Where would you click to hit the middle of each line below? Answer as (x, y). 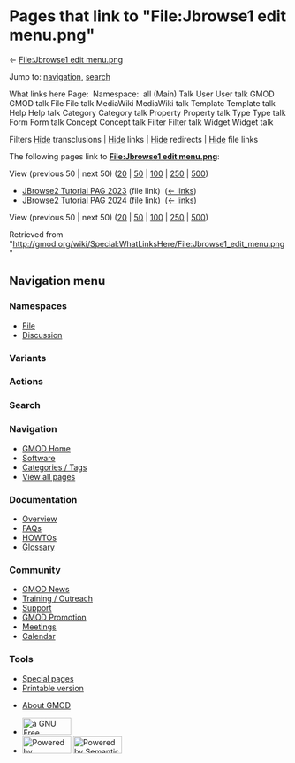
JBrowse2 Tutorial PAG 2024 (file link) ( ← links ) (109, 200)
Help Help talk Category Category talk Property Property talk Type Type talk (147, 112)
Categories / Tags (54, 467)
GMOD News (45, 590)
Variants (28, 358)
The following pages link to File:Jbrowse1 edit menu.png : (114, 156)
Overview (39, 519)
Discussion (42, 335)
